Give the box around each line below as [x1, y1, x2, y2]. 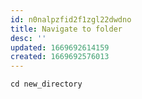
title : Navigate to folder [10, 24, 123, 34]
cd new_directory [10, 79, 83, 90]
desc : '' [10, 33, 47, 43]
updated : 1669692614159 [10, 42, 110, 53]
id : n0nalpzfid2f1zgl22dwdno [10, 14, 132, 25]
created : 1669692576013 [10, 52, 110, 62]
